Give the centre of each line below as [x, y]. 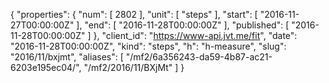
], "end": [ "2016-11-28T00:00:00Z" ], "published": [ [183, 25]
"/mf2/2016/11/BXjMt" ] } [134, 67]
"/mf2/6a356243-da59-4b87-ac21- [199, 57]
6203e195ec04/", [46, 67]
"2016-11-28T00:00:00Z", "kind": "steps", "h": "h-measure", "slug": [148, 46]
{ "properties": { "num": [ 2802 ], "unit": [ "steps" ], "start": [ [134, 14]
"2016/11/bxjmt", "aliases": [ [67, 57]
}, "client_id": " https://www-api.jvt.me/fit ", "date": [195, 35]
